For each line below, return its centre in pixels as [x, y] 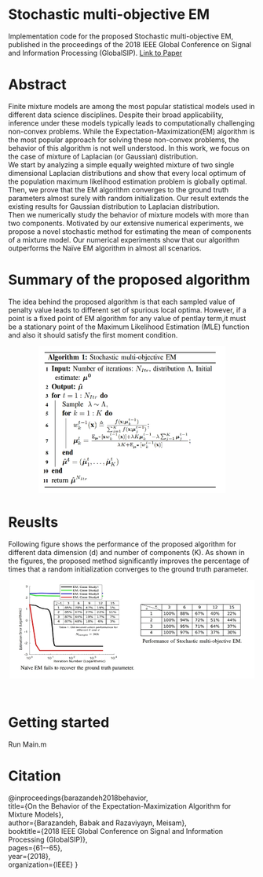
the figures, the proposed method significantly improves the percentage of [129, 561]
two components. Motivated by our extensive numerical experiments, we [126, 223]
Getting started [59, 722]
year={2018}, [29, 856]
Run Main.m [27, 744]
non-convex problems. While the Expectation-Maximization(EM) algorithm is [131, 131]
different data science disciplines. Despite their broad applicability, [116, 115]
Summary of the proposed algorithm [129, 280]
